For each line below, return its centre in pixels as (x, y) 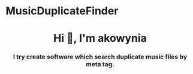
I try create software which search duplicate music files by (100, 57)
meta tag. (100, 64)
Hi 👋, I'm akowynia (100, 38)
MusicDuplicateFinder (62, 11)
